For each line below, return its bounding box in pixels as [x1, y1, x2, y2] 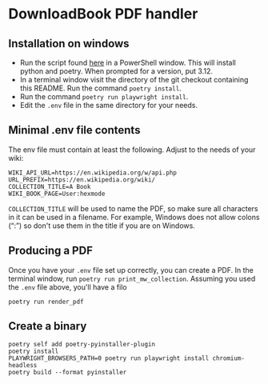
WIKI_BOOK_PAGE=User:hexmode [8, 190, 106, 198]
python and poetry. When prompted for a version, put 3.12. [19, 66, 214, 76]
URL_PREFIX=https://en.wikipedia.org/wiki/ [8, 175, 156, 184]
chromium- [212, 354, 246, 362]
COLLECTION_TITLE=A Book [8, 182, 91, 190]
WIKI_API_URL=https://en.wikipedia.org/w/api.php [8, 169, 178, 177]
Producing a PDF [8, 244, 94, 258]
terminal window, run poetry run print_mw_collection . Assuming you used [8, 274, 256, 283]
